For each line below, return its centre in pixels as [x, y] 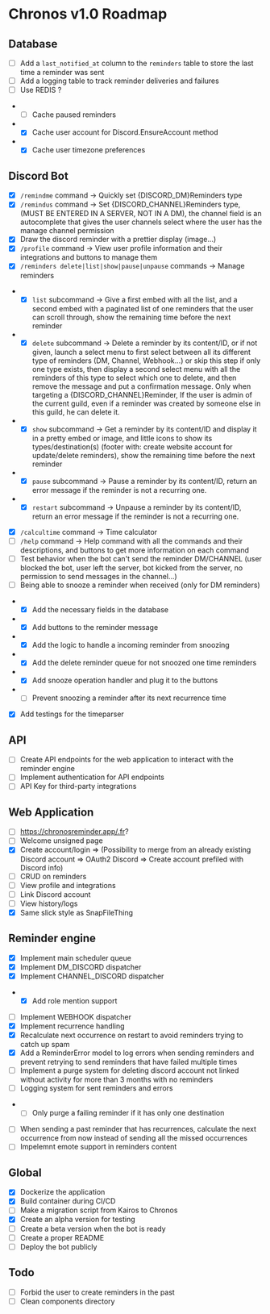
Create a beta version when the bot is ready [93, 1228]
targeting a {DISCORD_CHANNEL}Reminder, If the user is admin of [142, 394]
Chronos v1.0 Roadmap [88, 14]
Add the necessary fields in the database [100, 610]
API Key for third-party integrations [78, 786]
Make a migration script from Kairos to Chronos [99, 1210]
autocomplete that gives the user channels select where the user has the [141, 222]
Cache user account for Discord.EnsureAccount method [125, 132]
